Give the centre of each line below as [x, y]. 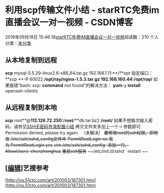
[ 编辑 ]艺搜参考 [27, 168]
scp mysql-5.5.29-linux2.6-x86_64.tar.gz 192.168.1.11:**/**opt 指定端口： [79, 73]
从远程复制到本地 [31, 108]
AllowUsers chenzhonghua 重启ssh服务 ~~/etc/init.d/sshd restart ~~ [77, 151]
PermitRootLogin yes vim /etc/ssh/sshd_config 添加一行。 [70, 145]
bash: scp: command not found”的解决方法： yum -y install [80, 85]
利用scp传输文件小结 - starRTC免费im [82, 10]
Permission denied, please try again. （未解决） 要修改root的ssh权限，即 [80, 132]
